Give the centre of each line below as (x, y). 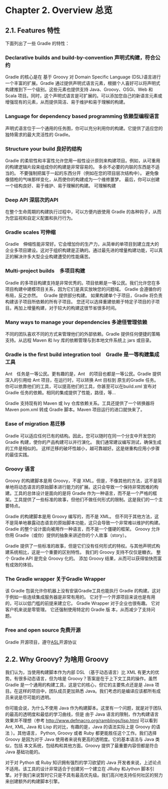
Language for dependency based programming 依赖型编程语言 (82, 116)
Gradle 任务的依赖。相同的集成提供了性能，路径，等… (60, 393)
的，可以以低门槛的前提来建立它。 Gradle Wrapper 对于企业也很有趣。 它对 (82, 603)
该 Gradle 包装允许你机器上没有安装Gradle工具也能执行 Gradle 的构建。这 (81, 591)
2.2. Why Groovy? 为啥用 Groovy (57, 659)
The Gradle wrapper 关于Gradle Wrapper (55, 579)
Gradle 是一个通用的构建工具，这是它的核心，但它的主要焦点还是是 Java (79, 685)
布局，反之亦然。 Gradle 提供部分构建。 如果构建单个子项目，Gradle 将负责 (84, 295)
